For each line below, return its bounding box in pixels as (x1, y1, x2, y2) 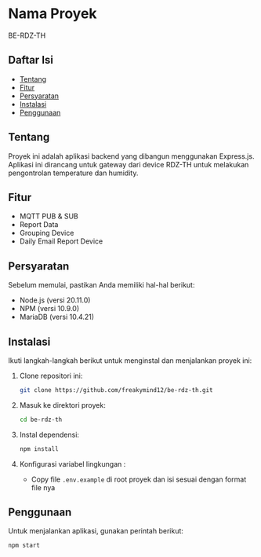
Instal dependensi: (19, 430, 80, 439)
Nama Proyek (8, 5, 97, 23)
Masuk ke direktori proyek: (19, 400, 106, 409)
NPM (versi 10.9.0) (19, 304, 80, 313)
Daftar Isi (8, 53, 53, 67)
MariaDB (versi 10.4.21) (19, 312, 95, 322)
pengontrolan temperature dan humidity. (8, 168, 139, 178)
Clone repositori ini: (19, 371, 83, 380)
